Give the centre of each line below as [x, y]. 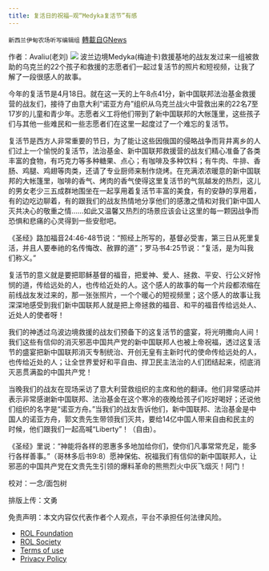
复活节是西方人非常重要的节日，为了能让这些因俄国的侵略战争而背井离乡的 [131, 140]
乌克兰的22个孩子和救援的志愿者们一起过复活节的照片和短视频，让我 [135, 66]
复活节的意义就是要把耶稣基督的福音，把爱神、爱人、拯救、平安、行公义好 [131, 275]
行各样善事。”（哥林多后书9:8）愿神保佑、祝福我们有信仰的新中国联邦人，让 [133, 456]
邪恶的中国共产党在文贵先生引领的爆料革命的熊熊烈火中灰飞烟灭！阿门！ [127, 466]
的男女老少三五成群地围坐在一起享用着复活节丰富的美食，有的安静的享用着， [134, 191]
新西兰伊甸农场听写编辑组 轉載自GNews [68, 39]
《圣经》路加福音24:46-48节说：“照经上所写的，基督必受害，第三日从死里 [131, 238]
